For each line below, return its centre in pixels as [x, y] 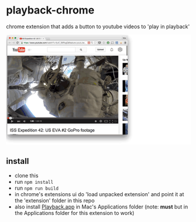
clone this [26, 175]
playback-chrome [50, 10]
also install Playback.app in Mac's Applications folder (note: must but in [101, 207]
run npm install [34, 181]
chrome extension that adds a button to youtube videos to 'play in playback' [98, 26]
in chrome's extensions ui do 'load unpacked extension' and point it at [99, 194]
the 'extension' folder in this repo [55, 200]
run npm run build [36, 188]
